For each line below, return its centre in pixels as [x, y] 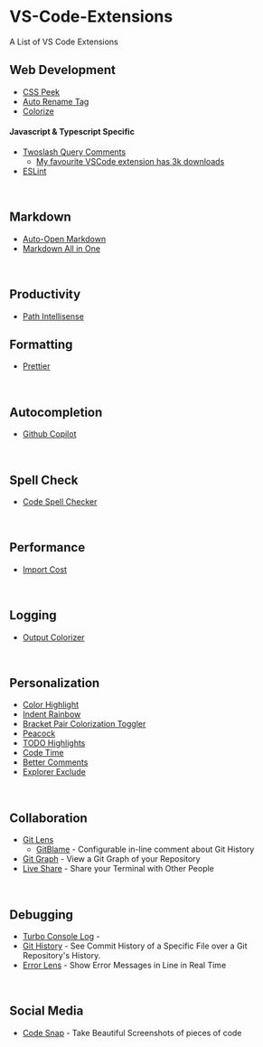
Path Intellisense [53, 316]
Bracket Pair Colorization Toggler [84, 724]
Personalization [55, 683]
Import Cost [45, 569]
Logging [33, 615]
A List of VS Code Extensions [64, 42]
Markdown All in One [61, 248]
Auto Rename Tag [56, 101]
